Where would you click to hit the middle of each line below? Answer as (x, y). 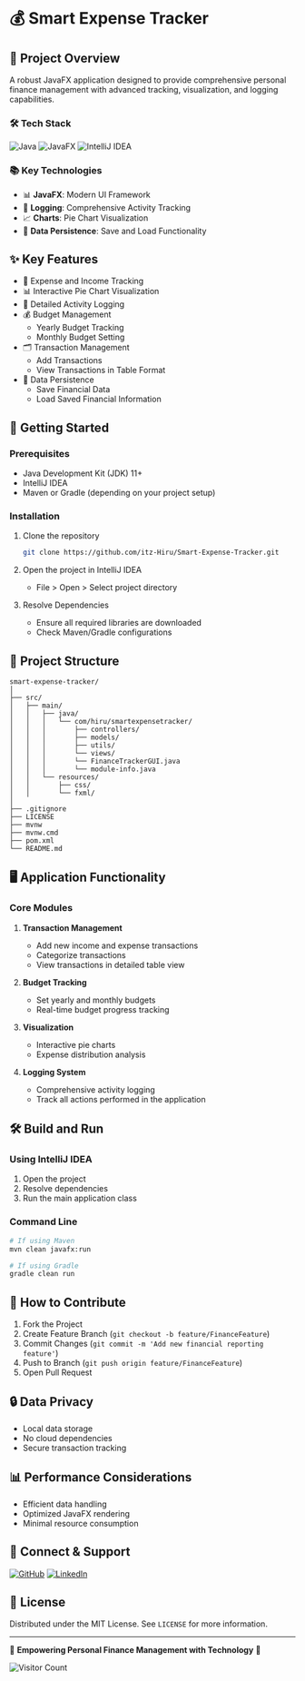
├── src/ (26, 698)
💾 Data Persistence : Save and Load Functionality (114, 231)
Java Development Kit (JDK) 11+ (83, 473)
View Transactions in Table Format (101, 371)
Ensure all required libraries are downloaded (119, 623)
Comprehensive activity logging (96, 1089)
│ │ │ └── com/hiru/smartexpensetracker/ (101, 722)
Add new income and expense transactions (117, 945)
